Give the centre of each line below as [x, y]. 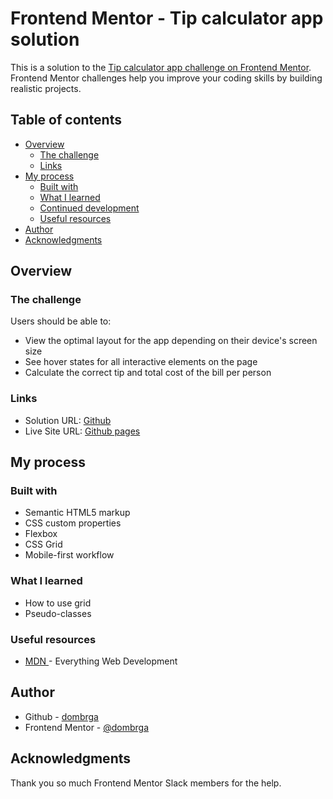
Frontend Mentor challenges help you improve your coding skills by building [166, 78]
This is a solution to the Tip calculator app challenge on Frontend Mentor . [161, 67]
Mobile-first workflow [69, 555]
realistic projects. [46, 88]
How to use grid [58, 603]
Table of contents [66, 120]
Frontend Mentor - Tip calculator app [167, 18]
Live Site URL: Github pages [82, 431]
